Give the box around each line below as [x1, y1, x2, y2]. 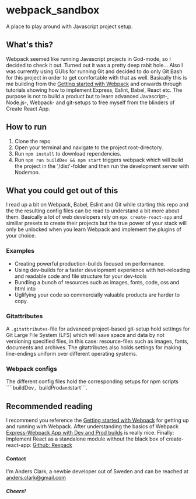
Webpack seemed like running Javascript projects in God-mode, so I [6, 55, 171, 62]
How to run [6, 122, 47, 132]
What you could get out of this [6, 185, 118, 195]
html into [14, 285, 36, 292]
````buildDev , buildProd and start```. [6, 384, 87, 391]
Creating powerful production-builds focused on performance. [14, 260, 165, 267]
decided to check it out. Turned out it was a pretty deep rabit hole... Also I [6, 61, 183, 68]
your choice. [6, 232, 36, 239]
